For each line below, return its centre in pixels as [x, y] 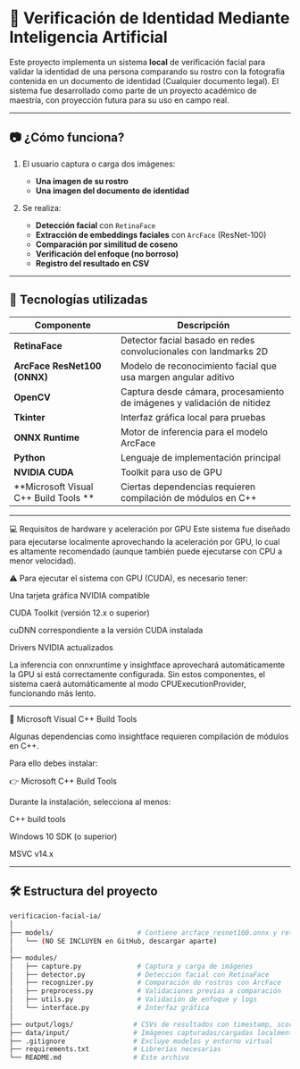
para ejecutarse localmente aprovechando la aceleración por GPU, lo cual [145, 541]
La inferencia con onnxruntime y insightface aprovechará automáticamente [147, 665]
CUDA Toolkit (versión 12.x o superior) [79, 613]
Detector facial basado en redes [187, 340]
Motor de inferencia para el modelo [194, 431]
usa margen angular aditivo [177, 377]
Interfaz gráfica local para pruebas [193, 417]
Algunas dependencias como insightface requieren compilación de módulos [149, 736]
